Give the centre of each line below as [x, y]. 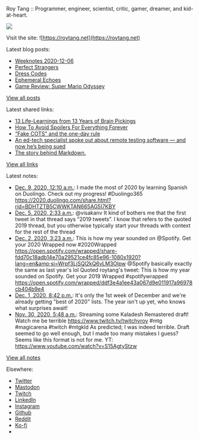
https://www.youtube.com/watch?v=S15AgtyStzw [76, 346]
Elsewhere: [20, 369]
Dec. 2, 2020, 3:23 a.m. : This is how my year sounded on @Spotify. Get [103, 238]
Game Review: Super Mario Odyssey [60, 86]
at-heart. [17, 15]
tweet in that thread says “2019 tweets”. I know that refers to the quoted [103, 219]
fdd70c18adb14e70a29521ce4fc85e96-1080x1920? [78, 257]
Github [23, 412]
